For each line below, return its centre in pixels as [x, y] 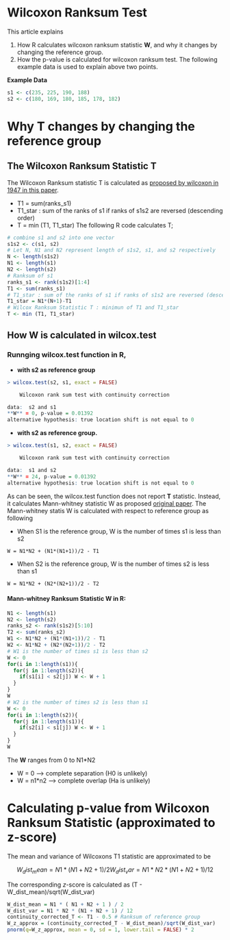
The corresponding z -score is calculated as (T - [75, 885]
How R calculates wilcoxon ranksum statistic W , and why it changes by [117, 45]
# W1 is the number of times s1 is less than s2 [78, 651]
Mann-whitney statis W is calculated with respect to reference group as [108, 510]
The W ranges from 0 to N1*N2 [51, 760]
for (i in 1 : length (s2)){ [42, 715]
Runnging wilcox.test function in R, [67, 355]
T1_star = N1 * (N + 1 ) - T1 [39, 301]
